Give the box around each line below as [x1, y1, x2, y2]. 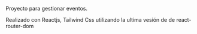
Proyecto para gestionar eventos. [5, 5, 88, 12]
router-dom [5, 23, 34, 29]
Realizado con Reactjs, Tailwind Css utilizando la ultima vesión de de [5, 16, 175, 23]
